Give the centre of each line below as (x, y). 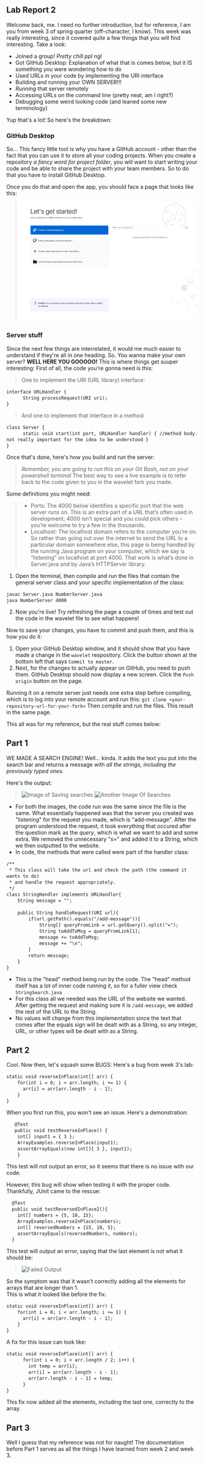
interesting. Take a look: (36, 44)
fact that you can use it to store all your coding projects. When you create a (101, 156)
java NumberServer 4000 (37, 600)
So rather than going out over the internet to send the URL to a (109, 538)
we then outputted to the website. (58, 845)
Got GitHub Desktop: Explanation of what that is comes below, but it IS (104, 62)
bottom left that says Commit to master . (64, 661)
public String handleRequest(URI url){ (68, 913)
